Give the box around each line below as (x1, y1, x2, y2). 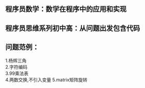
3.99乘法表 (5, 70, 29, 76)
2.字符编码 (5, 63, 28, 70)
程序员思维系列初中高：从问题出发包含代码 (5, 24, 140, 32)
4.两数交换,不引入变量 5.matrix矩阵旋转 (5, 76, 88, 83)
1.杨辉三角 (5, 57, 27, 63)
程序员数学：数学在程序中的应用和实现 (5, 5, 127, 14)
